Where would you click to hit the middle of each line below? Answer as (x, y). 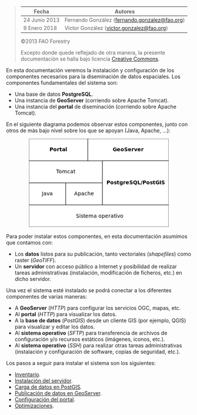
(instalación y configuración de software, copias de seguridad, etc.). (97, 352)
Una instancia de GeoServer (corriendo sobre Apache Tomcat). (92, 100)
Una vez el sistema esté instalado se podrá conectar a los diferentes (89, 290)
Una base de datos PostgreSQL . (54, 94)
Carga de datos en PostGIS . (48, 387)
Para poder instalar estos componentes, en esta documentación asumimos (97, 236)
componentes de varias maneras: (46, 296)
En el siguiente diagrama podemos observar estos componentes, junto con (97, 124)
